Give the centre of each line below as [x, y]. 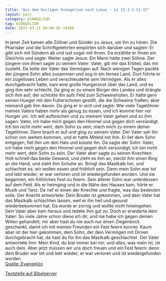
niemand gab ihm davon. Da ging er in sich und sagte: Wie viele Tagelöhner [82, 106]
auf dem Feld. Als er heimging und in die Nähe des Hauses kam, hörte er [79, 185]
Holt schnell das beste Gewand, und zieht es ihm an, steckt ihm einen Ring [81, 158]
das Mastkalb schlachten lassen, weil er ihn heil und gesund [66, 201]
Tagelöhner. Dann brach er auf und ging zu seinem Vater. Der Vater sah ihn [82, 132]
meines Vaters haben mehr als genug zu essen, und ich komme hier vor [78, 111]
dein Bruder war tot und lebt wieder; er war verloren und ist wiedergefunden [83, 253]
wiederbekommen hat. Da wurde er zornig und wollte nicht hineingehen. [79, 206]
